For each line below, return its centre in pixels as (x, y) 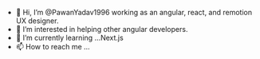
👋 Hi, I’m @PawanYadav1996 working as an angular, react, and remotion (134, 12)
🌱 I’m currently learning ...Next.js (69, 37)
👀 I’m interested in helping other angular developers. (102, 29)
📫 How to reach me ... (53, 47)
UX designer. (37, 21)
